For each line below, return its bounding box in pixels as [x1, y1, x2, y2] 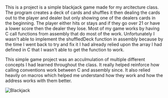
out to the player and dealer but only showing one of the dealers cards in [5, 15, 156, 20]
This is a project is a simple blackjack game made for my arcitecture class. [5, 4, 159, 10]
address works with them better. [5, 77, 72, 83]
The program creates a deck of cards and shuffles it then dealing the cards [5, 9, 160, 15]
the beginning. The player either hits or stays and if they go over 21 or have [5, 20, 160, 26]
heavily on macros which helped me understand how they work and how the [5, 72, 163, 78]
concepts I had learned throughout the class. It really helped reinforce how [5, 62, 159, 67]
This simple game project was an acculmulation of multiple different [5, 56, 145, 62]
